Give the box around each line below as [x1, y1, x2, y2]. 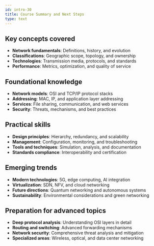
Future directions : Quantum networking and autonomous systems [12, 187, 146, 193]
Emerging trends [5, 163, 57, 172]
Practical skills [5, 121, 51, 129]
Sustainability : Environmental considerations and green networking [12, 192, 150, 198]
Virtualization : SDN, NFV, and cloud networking [12, 182, 110, 187]
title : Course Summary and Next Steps [5, 12, 84, 17]
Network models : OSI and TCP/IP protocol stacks [12, 91, 113, 96]
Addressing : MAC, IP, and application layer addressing [12, 96, 124, 101]
